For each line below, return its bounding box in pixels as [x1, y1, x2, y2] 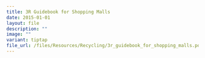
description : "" [6, 25, 48, 32]
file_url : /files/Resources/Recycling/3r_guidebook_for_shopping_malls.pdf [6, 43, 203, 49]
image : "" [6, 31, 32, 37]
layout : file [6, 20, 40, 26]
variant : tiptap [6, 37, 48, 43]
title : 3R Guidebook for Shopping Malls [6, 8, 111, 15]
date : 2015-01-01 [6, 14, 51, 21]
